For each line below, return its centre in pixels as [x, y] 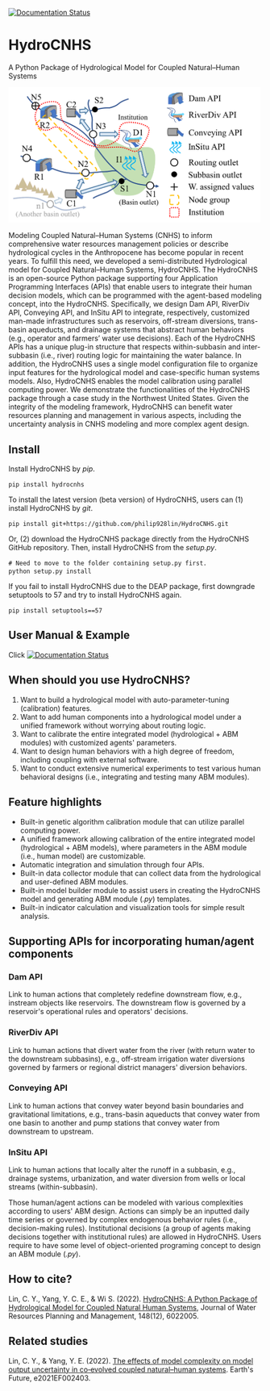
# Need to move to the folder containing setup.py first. [108, 564]
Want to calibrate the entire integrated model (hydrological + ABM [129, 733]
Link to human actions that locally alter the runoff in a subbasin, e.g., [122, 1170]
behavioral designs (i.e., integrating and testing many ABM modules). [135, 777]
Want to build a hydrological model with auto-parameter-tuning [125, 700]
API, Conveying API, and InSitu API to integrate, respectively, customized [129, 313]
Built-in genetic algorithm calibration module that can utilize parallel [132, 821]
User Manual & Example [69, 635]
